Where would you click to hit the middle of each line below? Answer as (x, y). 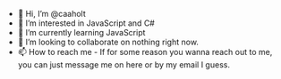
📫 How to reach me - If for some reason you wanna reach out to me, (145, 52)
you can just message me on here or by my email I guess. (124, 65)
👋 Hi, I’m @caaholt (52, 14)
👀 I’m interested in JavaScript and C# (86, 23)
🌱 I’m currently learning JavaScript (81, 32)
